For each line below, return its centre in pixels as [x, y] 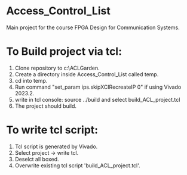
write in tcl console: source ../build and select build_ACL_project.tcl [97, 99]
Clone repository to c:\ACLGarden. [57, 68]
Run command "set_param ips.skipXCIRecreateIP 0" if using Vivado [98, 87]
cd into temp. [31, 80]
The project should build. [45, 106]
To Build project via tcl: [64, 51]
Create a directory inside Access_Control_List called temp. [87, 74]
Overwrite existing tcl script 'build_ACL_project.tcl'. [77, 165]
